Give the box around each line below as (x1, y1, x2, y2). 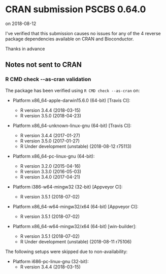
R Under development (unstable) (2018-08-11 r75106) (20, 238, 132, 244)
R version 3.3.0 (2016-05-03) (20, 168, 82, 175)
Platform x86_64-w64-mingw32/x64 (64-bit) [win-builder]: (12, 223, 137, 229)
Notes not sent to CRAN (5, 60, 82, 69)
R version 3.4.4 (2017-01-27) (20, 132, 80, 138)
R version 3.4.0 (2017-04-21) (20, 173, 81, 180)
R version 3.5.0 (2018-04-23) (20, 112, 81, 118)
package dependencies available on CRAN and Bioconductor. (5, 36, 134, 42)
